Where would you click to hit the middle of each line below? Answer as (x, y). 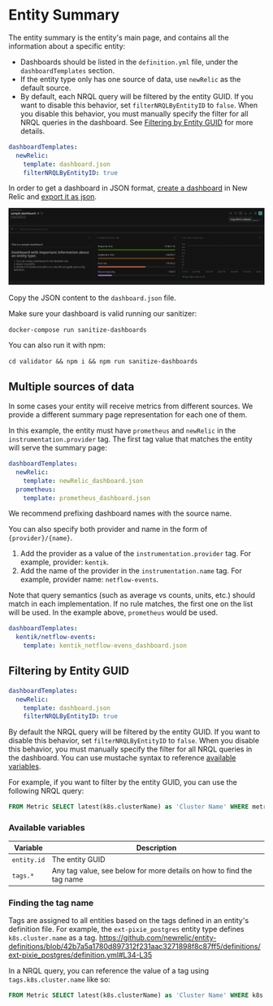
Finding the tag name (51, 903)
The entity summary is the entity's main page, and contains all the (119, 37)
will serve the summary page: (58, 448)
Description (156, 847)
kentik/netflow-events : (56, 637)
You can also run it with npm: (57, 345)
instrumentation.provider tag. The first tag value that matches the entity (131, 439)
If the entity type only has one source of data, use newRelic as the (130, 79)
